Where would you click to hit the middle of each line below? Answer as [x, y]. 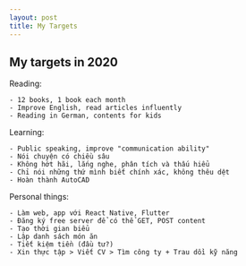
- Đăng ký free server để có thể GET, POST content [107, 221]
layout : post [34, 17]
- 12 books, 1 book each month [68, 100]
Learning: [27, 133]
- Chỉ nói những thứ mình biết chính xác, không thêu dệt [119, 172]
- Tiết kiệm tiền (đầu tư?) [62, 245]
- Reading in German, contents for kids [86, 116]
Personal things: [39, 197]
